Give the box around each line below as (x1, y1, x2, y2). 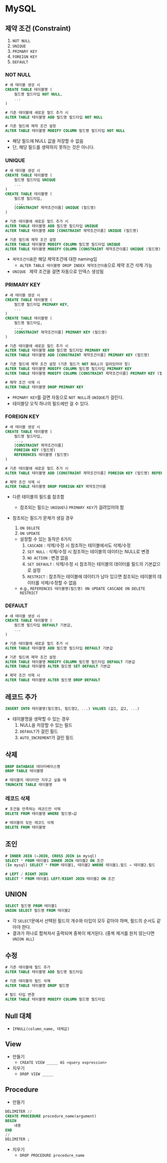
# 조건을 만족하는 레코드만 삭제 (5, 807, 61, 812)
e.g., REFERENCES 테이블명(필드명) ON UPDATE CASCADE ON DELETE (19, 585, 146, 591)
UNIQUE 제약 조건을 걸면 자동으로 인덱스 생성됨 (12, 269, 104, 275)
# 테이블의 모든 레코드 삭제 (5, 821, 54, 826)
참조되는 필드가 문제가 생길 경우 (12, 515, 74, 521)
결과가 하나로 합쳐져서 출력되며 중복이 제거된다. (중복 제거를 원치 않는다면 (12, 930, 155, 936)
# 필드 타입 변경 (5, 992, 35, 997)
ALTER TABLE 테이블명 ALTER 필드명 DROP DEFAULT (5, 677, 100, 683)
